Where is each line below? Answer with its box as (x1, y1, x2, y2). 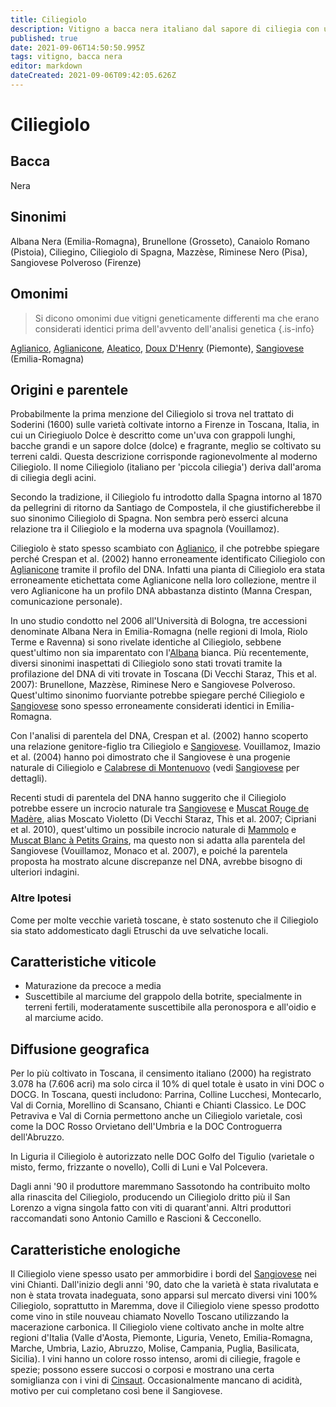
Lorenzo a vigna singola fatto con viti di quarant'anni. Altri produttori (10, 1202, 292, 1214)
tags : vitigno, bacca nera (10, 52, 123, 62)
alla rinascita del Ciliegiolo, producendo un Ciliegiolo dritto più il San (10, 1191, 291, 1203)
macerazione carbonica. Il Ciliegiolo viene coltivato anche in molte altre (10, 1321, 305, 1333)
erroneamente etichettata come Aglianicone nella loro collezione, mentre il (10, 574, 317, 586)
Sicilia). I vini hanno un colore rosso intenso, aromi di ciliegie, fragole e (10, 1353, 301, 1365)
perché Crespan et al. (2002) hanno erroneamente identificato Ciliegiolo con (10, 553, 326, 565)
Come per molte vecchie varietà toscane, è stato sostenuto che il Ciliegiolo (10, 914, 319, 926)
